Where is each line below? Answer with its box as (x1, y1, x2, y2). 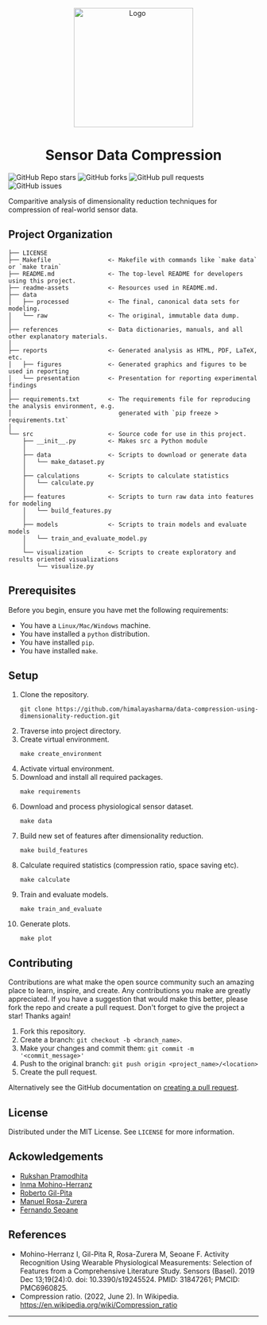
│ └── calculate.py (22, 478, 94, 487)
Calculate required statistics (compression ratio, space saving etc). (19, 860, 239, 870)
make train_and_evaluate (19, 906, 103, 914)
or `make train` (8, 263, 62, 271)
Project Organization (8, 228, 113, 241)
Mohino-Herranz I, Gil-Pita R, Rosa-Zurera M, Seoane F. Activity (19, 1249, 230, 1259)
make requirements (19, 788, 81, 796)
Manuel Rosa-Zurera (19, 1196, 87, 1206)
